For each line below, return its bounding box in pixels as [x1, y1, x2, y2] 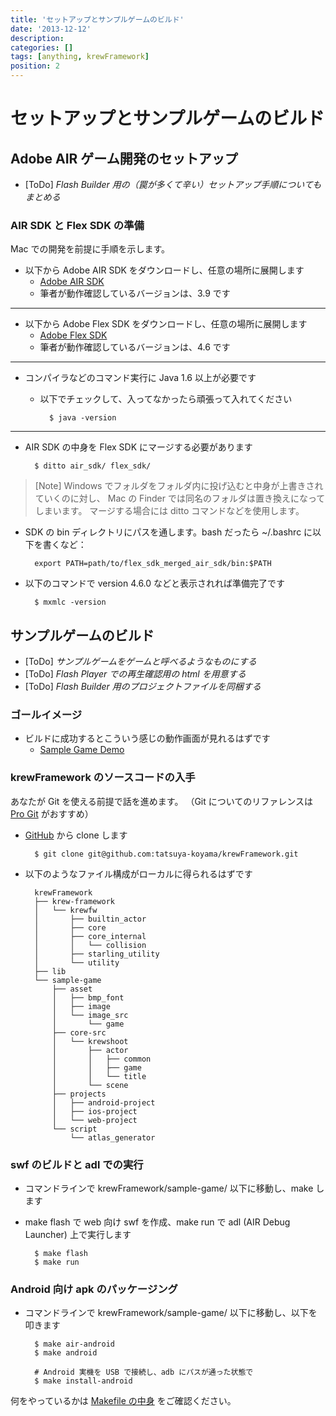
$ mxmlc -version [34, 597, 107, 608]
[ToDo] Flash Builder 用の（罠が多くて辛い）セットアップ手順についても [24, 179, 322, 190]
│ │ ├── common [51, 1054, 152, 1064]
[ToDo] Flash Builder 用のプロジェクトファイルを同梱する [24, 681, 262, 693]
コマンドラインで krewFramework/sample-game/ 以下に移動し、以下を [24, 1307, 318, 1319]
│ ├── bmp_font [51, 992, 125, 1003]
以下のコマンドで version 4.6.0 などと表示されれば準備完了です [24, 577, 286, 590]
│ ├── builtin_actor [34, 914, 147, 924]
